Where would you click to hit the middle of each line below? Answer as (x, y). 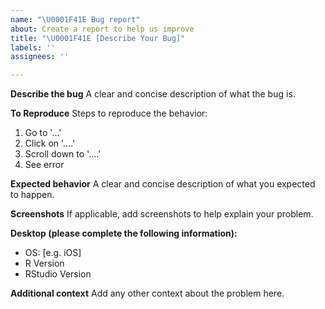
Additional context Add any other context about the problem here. (147, 293)
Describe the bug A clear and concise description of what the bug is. (153, 94)
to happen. (32, 195)
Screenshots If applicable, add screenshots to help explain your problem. (162, 214)
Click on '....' (50, 143)
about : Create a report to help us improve (102, 29)
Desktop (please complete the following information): (124, 233)
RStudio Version (58, 274)
